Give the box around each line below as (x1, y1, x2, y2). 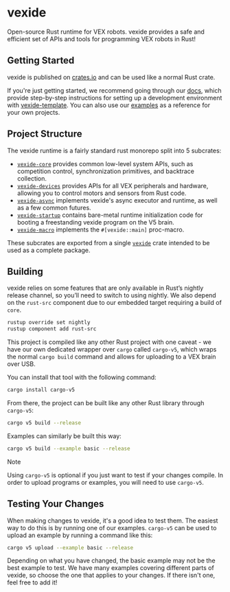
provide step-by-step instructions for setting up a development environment (7, 93, 222, 102)
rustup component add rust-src (7, 326, 97, 332)
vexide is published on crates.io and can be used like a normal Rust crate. (7, 73, 216, 81)
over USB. (7, 360, 36, 368)
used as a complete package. (7, 246, 91, 254)
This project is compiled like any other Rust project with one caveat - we (7, 338, 211, 346)
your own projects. (7, 108, 60, 116)
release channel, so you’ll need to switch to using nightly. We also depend (7, 291, 216, 299)
